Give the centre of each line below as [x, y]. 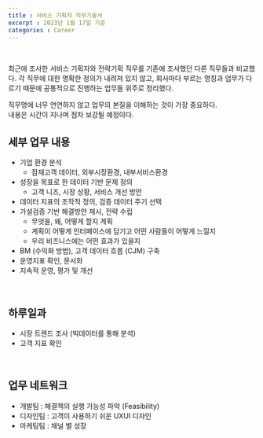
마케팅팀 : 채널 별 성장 [53, 425]
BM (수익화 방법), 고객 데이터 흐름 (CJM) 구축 [89, 251]
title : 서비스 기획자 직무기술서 [55, 15]
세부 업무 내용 [39, 142]
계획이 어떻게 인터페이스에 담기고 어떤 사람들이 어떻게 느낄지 [123, 231]
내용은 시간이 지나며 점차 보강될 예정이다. [71, 115]
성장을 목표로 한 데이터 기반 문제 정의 [76, 182]
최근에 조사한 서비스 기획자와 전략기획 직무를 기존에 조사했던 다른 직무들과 [121, 68]
